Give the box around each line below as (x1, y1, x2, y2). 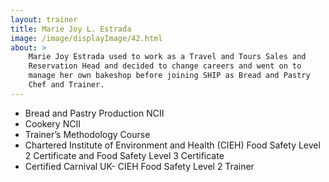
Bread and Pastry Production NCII (24, 107, 165, 119)
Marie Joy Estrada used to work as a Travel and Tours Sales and (28, 52, 307, 62)
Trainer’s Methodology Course (24, 128, 151, 140)
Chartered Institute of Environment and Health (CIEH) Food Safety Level (24, 139, 321, 151)
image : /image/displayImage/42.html (10, 33, 163, 43)
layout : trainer (10, 14, 78, 25)
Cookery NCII (24, 117, 81, 130)
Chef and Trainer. (28, 80, 105, 90)
